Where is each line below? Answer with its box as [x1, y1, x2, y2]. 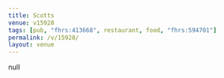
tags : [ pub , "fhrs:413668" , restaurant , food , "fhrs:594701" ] [8, 26, 217, 34]
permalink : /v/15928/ [8, 33, 80, 42]
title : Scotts [8, 11, 55, 20]
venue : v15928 [8, 19, 55, 27]
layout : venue [8, 41, 55, 49]
